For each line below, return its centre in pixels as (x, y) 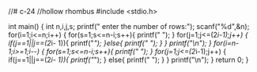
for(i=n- (226, 43)
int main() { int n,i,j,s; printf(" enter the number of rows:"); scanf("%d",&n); (129, 26)
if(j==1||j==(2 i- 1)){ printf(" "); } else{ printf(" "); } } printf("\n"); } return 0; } (128, 59)
